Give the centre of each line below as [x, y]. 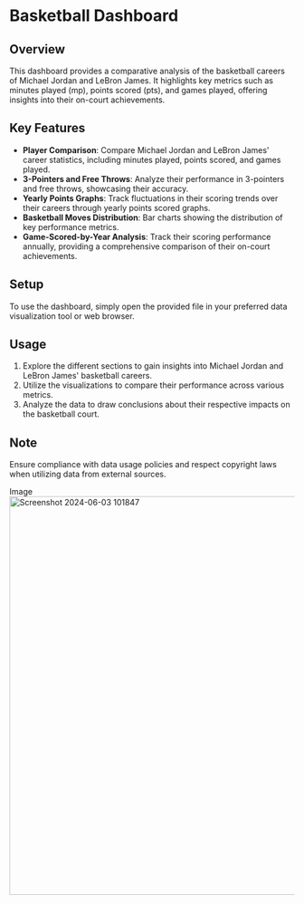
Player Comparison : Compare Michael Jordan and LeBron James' [146, 149]
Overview [38, 49]
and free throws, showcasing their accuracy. [105, 188]
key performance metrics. [71, 226]
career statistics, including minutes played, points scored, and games [152, 159]
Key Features [47, 128]
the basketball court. [61, 414]
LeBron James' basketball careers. [87, 376]
